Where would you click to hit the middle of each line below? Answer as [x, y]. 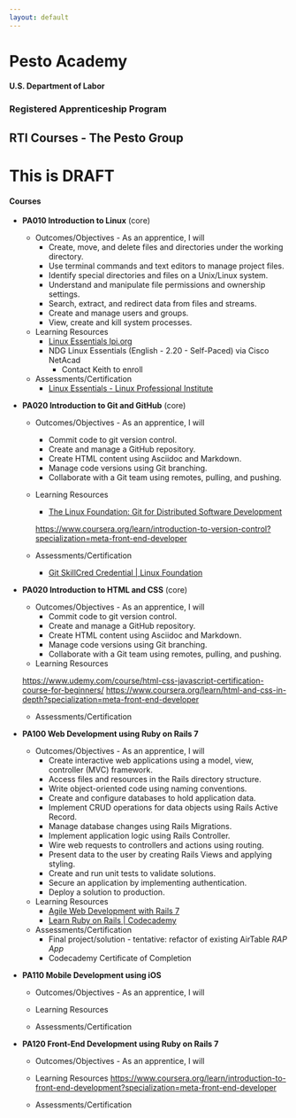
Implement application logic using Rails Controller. [139, 836]
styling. [62, 864]
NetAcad [65, 361]
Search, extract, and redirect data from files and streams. [153, 304]
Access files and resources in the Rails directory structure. [155, 780]
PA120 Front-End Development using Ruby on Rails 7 [120, 1044]
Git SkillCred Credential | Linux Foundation [125, 573]
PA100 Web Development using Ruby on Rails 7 [110, 734]
